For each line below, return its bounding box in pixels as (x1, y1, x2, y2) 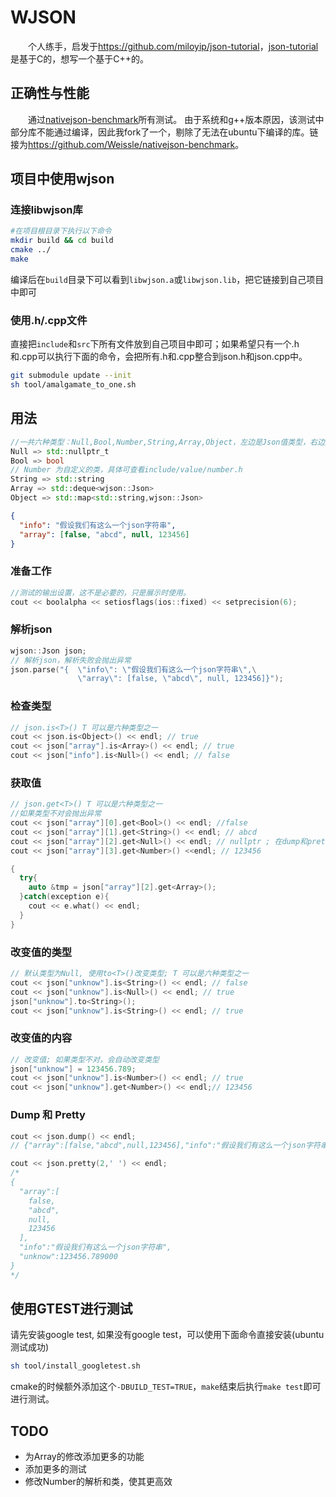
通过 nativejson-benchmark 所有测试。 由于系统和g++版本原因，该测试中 (28, 113, 325, 125)
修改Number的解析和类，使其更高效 (24, 1476, 173, 1488)
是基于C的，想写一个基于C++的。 (10, 52, 149, 65)
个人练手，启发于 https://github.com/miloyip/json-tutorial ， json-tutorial (28, 40, 319, 52)
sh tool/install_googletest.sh (10, 1361, 141, 1371)
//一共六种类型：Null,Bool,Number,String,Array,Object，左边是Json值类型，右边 (10, 437, 325, 447)
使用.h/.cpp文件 (10, 313, 88, 327)
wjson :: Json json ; (10, 646, 87, 656)
